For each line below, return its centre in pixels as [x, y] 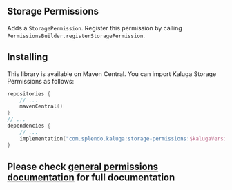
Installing [28, 57]
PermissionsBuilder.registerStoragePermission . [76, 35]
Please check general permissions [83, 166]
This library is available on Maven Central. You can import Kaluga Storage [112, 74]
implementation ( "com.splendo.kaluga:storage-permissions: [105, 139]
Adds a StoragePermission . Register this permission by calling [95, 28]
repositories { [29, 94]
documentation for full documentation [91, 177]
